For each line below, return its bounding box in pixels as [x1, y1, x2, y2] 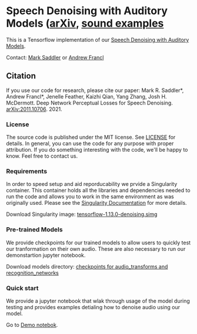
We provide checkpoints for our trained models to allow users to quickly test [6, 239, 191, 246]
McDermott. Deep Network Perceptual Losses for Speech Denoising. [6, 99, 173, 106]
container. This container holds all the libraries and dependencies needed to [6, 187, 191, 194]
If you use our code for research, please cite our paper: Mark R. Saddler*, [6, 87, 184, 94]
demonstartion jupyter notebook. [6, 251, 86, 258]
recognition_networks [6, 269, 59, 276]
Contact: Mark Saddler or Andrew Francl [6, 54, 104, 61]
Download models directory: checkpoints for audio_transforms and [6, 263, 168, 270]
